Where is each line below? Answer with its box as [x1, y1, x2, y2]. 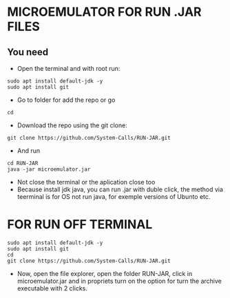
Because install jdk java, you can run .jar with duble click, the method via [17, 185, 224, 193]
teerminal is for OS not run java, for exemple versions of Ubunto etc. [17, 193, 211, 200]
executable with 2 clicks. [17, 284, 87, 292]
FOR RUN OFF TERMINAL [7, 217, 153, 233]
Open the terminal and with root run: [17, 65, 121, 72]
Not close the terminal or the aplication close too [17, 178, 156, 186]
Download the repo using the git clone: [17, 121, 127, 129]
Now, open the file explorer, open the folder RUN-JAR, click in [17, 269, 193, 277]
